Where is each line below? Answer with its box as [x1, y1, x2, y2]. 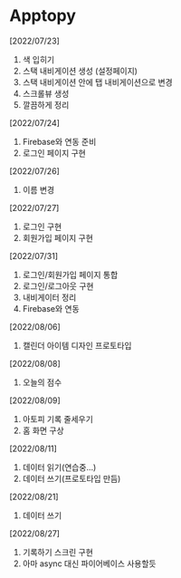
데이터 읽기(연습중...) [22, 461, 97, 472]
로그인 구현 [22, 221, 62, 232]
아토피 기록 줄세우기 [22, 413, 93, 424]
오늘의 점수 [22, 377, 62, 388]
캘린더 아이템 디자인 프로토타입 [22, 340, 132, 351]
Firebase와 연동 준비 [22, 136, 97, 147]
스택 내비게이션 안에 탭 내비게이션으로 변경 [22, 76, 174, 87]
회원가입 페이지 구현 [22, 232, 93, 243]
